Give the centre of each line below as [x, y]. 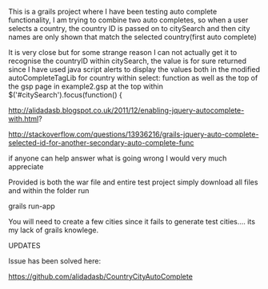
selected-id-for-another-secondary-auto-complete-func [101, 143]
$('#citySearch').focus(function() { [65, 95]
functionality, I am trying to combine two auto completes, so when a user [128, 20]
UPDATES [24, 245]
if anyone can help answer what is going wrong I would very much [118, 158]
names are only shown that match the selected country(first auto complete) [133, 37]
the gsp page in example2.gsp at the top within [86, 86]
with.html [24, 119]
